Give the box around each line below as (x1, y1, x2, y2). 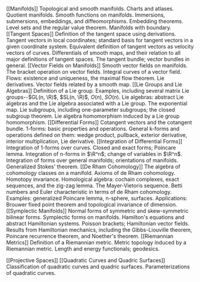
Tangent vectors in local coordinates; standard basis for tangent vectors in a (6, 37, 193, 43)
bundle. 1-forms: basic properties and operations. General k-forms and (6, 125, 180, 132)
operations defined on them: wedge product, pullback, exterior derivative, (6, 131, 187, 139)
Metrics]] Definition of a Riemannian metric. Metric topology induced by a (6, 239, 186, 246)
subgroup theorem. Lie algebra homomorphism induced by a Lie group (6, 112, 180, 120)
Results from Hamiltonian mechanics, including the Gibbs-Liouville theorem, (6, 226, 192, 233)
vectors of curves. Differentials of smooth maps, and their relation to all (6, 49, 181, 56)
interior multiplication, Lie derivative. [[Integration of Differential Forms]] (6, 138, 183, 145)
